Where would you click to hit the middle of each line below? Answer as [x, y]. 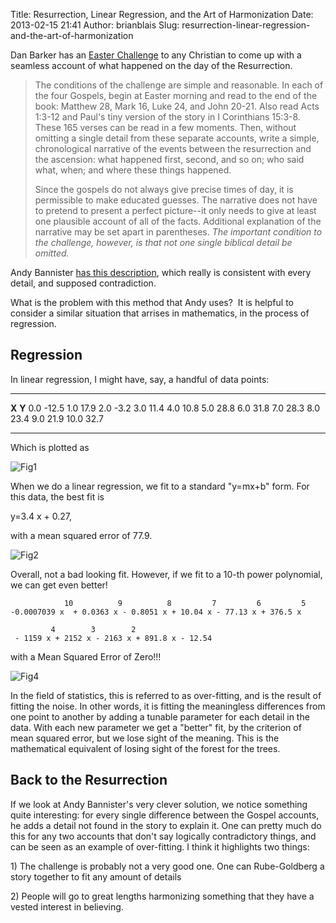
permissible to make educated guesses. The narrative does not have [176, 200]
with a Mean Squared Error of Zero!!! [86, 656]
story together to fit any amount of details [96, 876]
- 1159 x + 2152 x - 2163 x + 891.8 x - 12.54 [113, 638]
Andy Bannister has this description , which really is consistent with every [161, 272]
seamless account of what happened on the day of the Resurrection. [151, 65]
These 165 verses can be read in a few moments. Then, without [165, 127]
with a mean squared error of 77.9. [81, 535]
